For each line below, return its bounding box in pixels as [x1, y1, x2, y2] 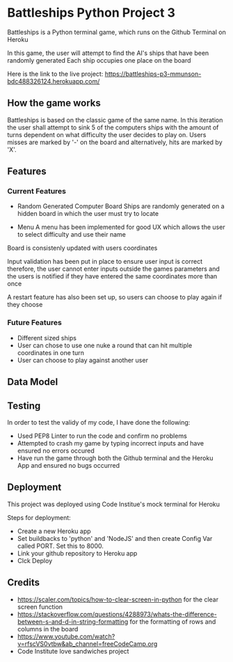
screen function [17, 602, 63, 610]
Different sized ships [17, 333, 77, 342]
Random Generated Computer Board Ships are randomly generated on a [17, 202, 225, 210]
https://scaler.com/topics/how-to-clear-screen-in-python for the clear [17, 595, 219, 604]
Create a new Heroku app [17, 527, 92, 535]
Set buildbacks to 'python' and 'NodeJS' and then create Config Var [17, 534, 213, 542]
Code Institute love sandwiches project [17, 647, 129, 655]
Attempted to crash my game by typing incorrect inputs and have [17, 439, 204, 447]
